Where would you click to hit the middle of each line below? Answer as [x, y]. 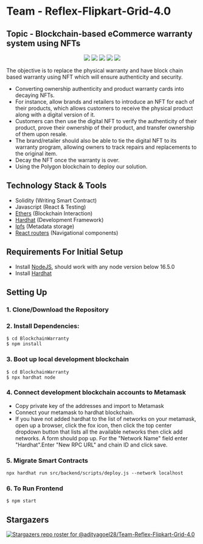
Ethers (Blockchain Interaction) [54, 213]
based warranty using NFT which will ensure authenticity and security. [95, 77]
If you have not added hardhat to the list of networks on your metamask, [105, 418]
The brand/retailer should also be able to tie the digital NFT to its [96, 141]
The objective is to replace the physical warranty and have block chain [95, 70]
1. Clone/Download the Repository [58, 309]
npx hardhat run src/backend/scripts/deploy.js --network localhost [95, 473]
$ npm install [24, 344]
